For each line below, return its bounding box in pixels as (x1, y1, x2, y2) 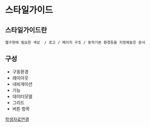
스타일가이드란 (5, 26, 47, 34)
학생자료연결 (5, 116, 30, 122)
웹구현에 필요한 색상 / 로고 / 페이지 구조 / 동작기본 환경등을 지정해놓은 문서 (5, 40, 146, 45)
